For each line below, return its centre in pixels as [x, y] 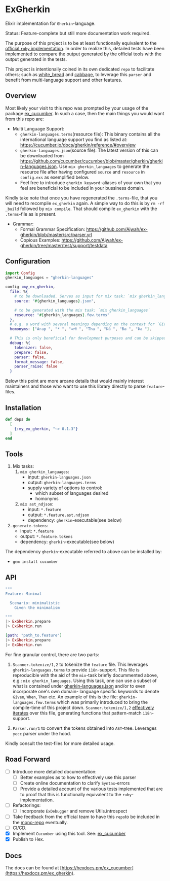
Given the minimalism [37, 607]
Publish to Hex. [28, 839]
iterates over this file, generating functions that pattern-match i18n [82, 713]
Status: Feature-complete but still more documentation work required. [78, 33]
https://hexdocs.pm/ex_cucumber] [98, 868]
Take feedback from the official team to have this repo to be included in [86, 817]
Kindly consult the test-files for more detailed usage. [60, 743]
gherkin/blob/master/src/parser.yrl [56, 234]
